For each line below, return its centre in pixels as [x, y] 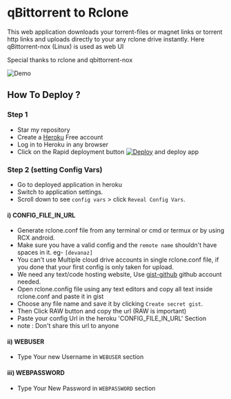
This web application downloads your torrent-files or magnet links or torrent [115, 32]
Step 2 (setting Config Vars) [55, 169]
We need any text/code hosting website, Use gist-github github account [119, 275]
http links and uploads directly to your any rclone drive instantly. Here [106, 39]
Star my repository [43, 130]
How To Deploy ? [44, 95]
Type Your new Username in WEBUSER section [80, 357]
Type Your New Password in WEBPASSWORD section [86, 388]
